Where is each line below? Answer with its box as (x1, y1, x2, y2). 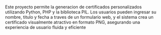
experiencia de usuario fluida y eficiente (5, 24, 86, 30)
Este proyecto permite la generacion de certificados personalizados (5, 4, 142, 10)
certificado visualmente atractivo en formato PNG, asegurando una (5, 19, 140, 25)
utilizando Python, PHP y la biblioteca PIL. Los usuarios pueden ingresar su (5, 9, 157, 15)
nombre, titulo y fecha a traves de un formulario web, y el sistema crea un (5, 14, 154, 20)
